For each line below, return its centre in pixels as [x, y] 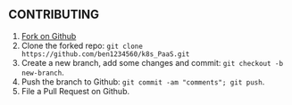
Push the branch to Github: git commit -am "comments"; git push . [143, 81]
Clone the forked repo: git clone [82, 45]
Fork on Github [49, 36]
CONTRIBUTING [54, 15]
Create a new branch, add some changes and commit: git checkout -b [152, 62]
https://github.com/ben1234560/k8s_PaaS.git [105, 54]
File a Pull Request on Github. [75, 91]
